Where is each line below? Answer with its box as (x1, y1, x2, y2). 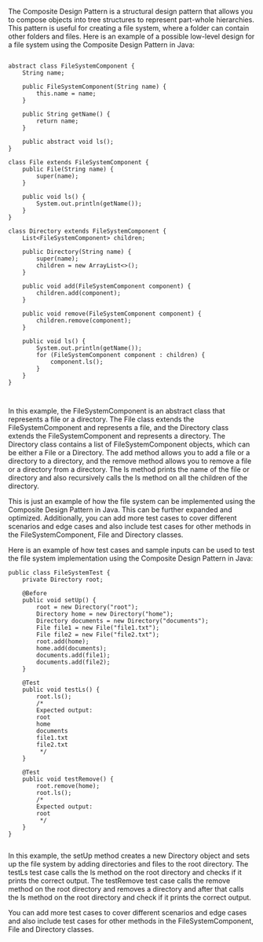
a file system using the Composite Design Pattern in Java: (8, 40, 195, 50)
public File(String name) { (22, 165, 114, 173)
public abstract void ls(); (22, 138, 114, 145)
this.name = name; (36, 90, 97, 98)
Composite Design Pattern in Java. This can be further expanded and (8, 505, 232, 514)
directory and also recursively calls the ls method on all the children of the (8, 473, 248, 482)
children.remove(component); (36, 317, 132, 325)
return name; (36, 117, 79, 125)
